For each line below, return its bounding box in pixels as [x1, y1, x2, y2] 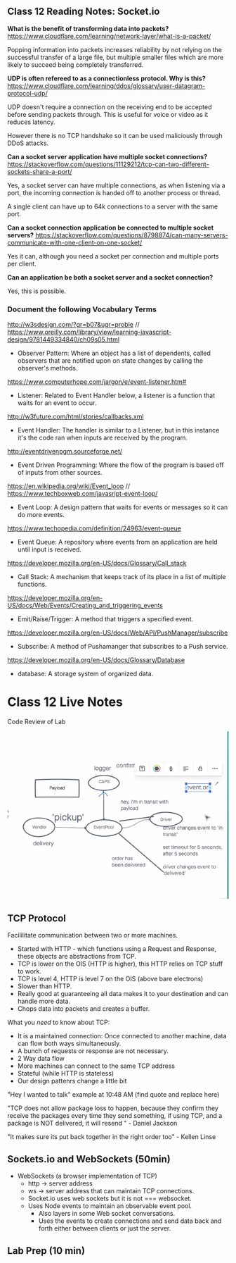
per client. [7, 259, 37, 268]
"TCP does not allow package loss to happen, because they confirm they [7, 1104, 219, 1112]
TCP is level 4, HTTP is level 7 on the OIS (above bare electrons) [17, 975, 204, 983]
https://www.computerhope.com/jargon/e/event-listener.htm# [7, 378, 187, 386]
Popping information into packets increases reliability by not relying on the [7, 45, 223, 54]
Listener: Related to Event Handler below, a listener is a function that [17, 391, 216, 400]
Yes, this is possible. [7, 287, 67, 295]
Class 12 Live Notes [7, 694, 123, 710]
